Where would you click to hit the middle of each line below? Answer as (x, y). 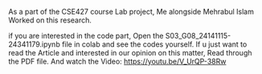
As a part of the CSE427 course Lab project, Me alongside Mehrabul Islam (131, 12)
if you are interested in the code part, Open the (86, 36)
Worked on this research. (50, 20)
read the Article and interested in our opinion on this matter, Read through (130, 53)
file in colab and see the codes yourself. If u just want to (154, 44)
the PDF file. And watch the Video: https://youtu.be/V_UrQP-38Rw (117, 61)
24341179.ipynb (34, 44)
